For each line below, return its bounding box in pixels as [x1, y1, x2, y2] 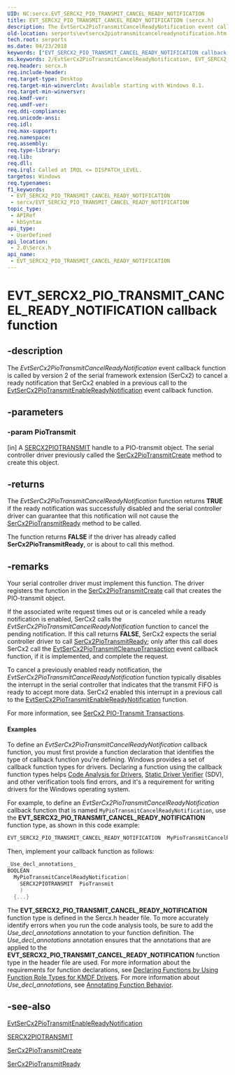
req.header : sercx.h [7, 62, 68, 69]
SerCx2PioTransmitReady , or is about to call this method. [7, 540, 175, 549]
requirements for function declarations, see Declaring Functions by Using [7, 965, 219, 974]
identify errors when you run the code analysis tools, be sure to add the [7, 921, 213, 929]
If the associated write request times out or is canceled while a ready [7, 607, 206, 616]
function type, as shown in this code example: [7, 821, 140, 829]
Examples [7, 725, 37, 733]
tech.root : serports [7, 36, 68, 43]
